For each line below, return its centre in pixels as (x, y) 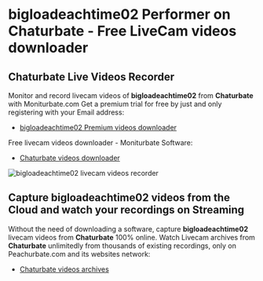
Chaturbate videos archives (64, 269)
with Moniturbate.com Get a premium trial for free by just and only (115, 104)
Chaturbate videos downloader (69, 158)
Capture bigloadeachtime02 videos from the (119, 198)
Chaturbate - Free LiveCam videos (122, 31)
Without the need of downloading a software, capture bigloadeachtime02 (128, 228)
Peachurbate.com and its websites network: (79, 254)
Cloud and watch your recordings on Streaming (126, 210)
